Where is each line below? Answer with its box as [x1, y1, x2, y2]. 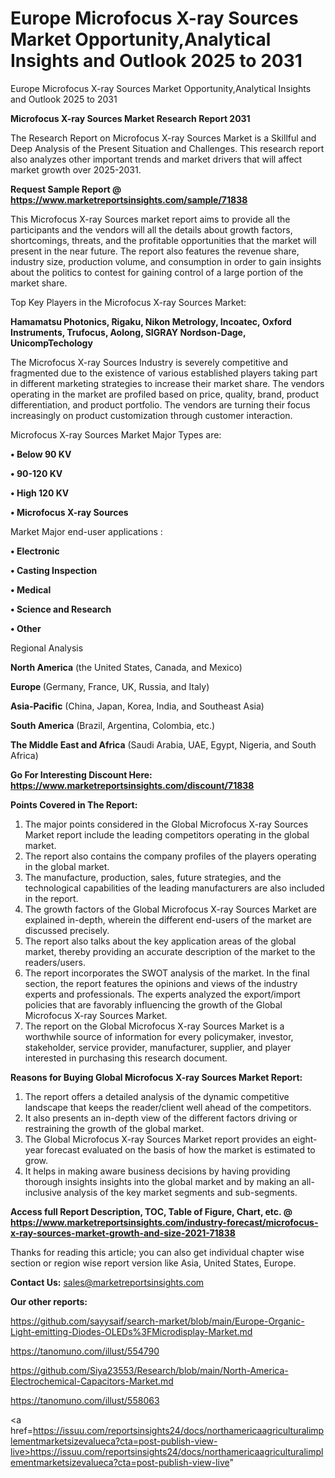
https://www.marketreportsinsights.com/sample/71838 [10, 193, 248, 206]
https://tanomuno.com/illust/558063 [10, 1394, 160, 1406]
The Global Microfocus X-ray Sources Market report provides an [24, 1133, 291, 1145]
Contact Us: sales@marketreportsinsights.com [10, 1276, 205, 1288]
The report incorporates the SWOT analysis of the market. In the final [24, 967, 310, 979]
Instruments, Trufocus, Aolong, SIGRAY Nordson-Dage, [10, 326, 247, 338]
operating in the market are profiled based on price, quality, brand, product [10, 388, 320, 400]
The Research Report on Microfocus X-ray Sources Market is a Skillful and [10, 132, 317, 144]
